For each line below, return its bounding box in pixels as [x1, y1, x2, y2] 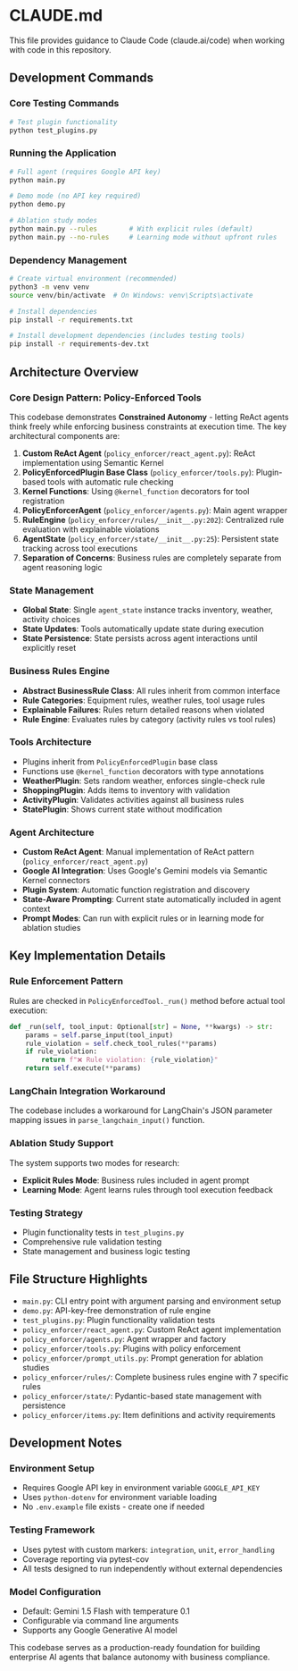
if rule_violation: [25, 1047, 98, 1056]
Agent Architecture [9, 826, 95, 839]
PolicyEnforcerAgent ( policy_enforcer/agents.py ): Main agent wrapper [21, 504, 288, 515]
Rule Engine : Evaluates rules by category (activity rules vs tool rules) [21, 713, 277, 724]
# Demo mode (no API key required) [9, 191, 142, 201]
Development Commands [9, 71, 154, 86]
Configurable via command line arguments [21, 1616, 179, 1626]
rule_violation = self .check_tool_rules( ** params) [25, 1039, 218, 1048]
